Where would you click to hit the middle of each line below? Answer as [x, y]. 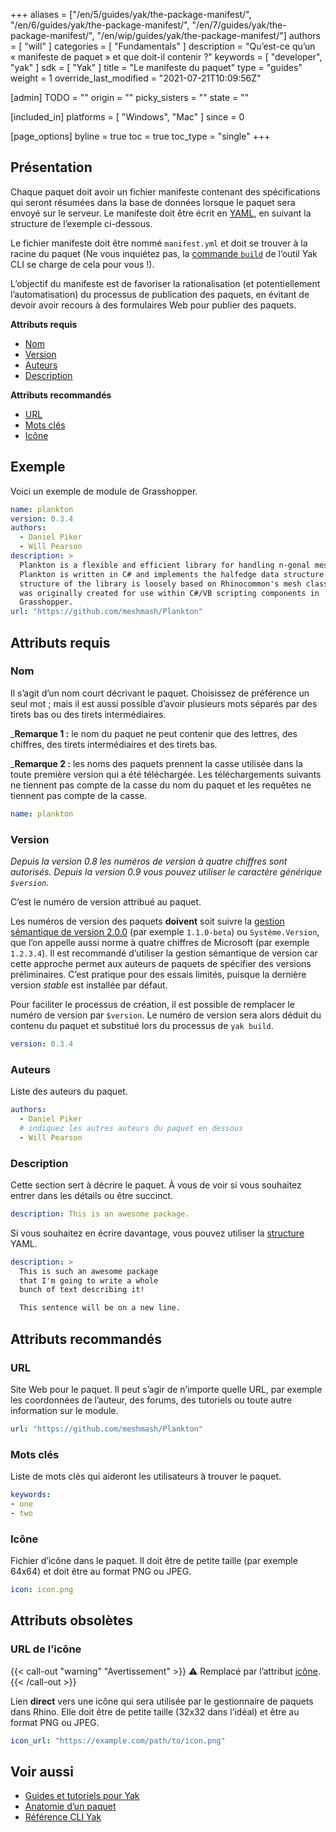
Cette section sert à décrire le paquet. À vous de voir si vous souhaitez [156, 1185]
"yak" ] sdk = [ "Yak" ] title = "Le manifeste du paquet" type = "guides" [156, 67]
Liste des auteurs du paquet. [69, 1091]
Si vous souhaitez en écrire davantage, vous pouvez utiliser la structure [157, 1233]
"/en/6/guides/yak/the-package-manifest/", [100, 25]
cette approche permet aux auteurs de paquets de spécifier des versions [161, 963]
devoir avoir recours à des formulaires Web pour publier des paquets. [153, 305]
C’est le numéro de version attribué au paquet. [106, 901]
